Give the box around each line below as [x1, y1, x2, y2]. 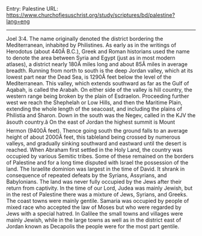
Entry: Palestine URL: [6, 5, 59, 12]
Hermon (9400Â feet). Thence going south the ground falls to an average [6, 127, 188, 134]
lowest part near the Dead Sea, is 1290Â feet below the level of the [6, 73, 172, 80]
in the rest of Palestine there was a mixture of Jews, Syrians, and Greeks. [6, 191, 188, 198]
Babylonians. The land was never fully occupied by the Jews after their [6, 178, 182, 185]
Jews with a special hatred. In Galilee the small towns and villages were [6, 210, 183, 217]
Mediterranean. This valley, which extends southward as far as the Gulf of [6, 80, 189, 86]
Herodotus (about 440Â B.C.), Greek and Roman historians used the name [6, 48, 190, 55]
